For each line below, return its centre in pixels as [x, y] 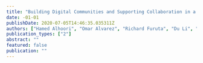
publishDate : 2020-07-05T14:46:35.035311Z [60, 23]
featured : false [27, 46]
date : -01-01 [23, 17]
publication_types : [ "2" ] [39, 34]
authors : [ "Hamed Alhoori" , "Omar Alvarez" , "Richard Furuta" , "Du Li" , [100, 28]
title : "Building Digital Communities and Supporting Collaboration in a [101, 12]
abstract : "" [23, 40]
